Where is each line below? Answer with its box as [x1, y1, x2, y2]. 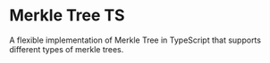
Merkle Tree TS [9, 5, 125, 26]
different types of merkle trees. [9, 43, 124, 54]
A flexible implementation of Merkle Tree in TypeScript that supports [9, 35, 262, 45]
